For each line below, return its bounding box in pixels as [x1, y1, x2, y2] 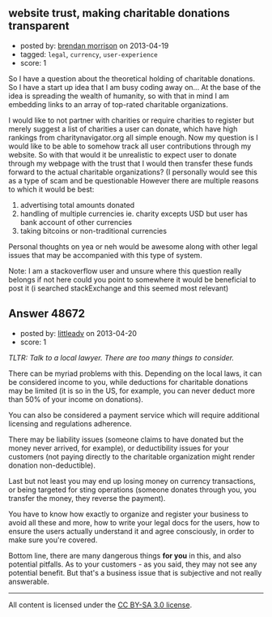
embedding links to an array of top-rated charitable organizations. [8, 99, 228, 109]
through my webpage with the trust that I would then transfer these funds [8, 158, 253, 168]
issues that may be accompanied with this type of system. [8, 250, 202, 260]
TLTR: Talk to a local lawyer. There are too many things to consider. [8, 352, 235, 362]
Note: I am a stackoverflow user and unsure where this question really [8, 265, 242, 275]
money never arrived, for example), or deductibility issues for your [8, 442, 229, 453]
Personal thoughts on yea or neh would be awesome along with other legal [8, 241, 258, 251]
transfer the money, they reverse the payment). [8, 493, 166, 503]
